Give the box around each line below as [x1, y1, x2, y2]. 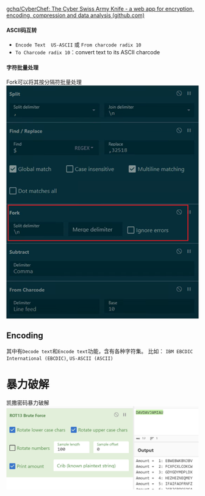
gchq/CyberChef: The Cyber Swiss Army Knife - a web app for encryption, [6, 5, 194, 12]
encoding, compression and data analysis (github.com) [6, 12, 145, 19]
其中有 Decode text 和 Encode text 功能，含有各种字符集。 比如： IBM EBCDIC [6, 347, 193, 354]
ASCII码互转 [6, 26, 37, 34]
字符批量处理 [6, 63, 38, 71]
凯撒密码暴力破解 [6, 399, 49, 406]
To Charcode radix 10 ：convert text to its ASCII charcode [15, 49, 160, 56]
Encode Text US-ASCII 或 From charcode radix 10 [15, 41, 142, 48]
